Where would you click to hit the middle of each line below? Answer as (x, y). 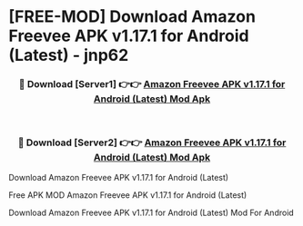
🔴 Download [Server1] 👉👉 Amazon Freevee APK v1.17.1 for (152, 84)
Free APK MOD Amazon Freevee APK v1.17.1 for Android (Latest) (128, 195)
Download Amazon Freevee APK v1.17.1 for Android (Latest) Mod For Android (151, 212)
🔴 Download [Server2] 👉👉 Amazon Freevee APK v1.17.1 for (152, 142)
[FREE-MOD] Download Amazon (132, 17)
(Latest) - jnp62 (69, 55)
